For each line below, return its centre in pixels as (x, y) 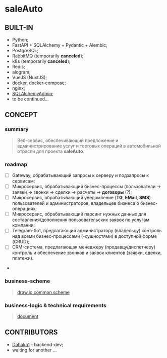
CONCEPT (21, 115)
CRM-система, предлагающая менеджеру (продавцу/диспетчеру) (84, 247)
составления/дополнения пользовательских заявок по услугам (81, 220)
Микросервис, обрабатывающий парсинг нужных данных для (79, 214)
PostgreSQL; (25, 50)
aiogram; (21, 72)
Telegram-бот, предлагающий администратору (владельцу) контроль (87, 231)
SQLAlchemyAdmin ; (33, 94)
